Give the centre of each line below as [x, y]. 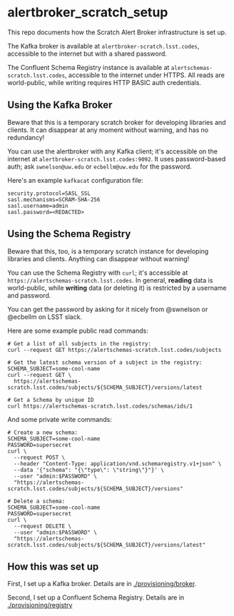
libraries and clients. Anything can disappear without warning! [98, 258]
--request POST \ [40, 458]
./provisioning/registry [40, 605]
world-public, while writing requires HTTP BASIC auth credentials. [105, 82]
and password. [29, 295]
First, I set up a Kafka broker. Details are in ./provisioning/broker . [102, 584]
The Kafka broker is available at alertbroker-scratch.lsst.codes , [103, 46]
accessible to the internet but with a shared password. [87, 54]
